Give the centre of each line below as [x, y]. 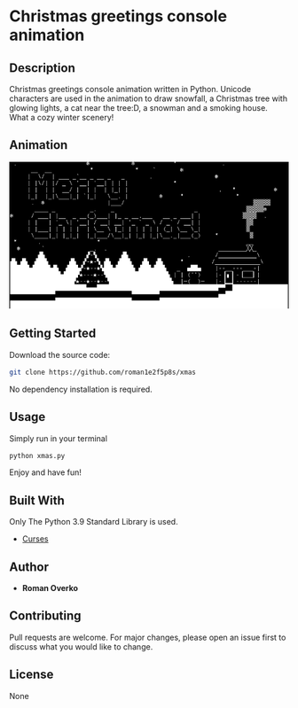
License [31, 675]
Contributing [45, 616]
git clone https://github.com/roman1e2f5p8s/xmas [103, 372]
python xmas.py [37, 455]
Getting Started [53, 334]
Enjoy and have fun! [46, 472]
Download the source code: [60, 354]
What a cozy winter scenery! [62, 117]
